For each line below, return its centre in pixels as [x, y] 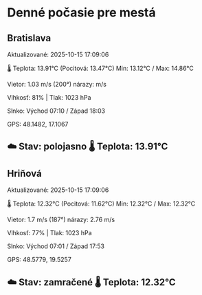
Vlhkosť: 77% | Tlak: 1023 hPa [49, 233]
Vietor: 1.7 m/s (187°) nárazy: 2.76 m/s [61, 220]
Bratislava [29, 38]
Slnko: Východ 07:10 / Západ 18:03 [56, 111]
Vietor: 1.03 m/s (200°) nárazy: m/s [57, 84]
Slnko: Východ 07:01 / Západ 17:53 [56, 246]
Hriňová [25, 173]
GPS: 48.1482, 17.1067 [38, 124]
